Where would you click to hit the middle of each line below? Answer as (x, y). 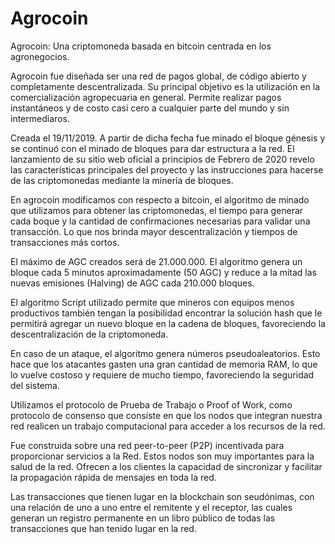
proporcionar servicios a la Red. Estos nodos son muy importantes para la (162, 456)
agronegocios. (40, 56)
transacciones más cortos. (65, 242)
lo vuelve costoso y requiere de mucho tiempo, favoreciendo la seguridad (162, 374)
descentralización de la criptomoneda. (89, 334)
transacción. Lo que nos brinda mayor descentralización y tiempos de (154, 231)
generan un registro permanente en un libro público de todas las (143, 518)
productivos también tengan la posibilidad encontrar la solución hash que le (166, 313)
